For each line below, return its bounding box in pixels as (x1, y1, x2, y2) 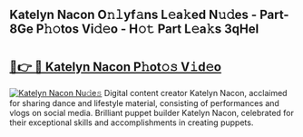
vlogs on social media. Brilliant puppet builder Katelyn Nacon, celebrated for (9, 108, 295, 118)
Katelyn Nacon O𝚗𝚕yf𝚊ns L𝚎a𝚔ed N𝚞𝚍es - (9, 7, 258, 23)
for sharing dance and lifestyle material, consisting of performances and (9, 98, 279, 108)
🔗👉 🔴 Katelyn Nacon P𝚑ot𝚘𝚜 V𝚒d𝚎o (9, 59, 222, 74)
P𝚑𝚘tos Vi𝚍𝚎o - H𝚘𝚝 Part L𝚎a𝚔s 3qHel (35, 22, 259, 37)
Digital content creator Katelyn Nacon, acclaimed (103, 88, 288, 98)
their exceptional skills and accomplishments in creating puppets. (9, 117, 254, 128)
